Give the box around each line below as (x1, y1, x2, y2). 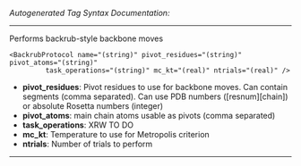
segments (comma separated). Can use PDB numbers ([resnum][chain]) (21, 91, 288, 102)
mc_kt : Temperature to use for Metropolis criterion (21, 129, 211, 139)
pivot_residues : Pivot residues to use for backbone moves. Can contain (21, 82, 288, 92)
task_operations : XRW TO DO (21, 120, 134, 130)
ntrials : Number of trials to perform (21, 138, 153, 149)
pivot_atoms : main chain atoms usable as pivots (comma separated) (21, 111, 276, 120)
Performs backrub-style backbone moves (9, 33, 164, 44)
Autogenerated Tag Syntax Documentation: (9, 8, 170, 18)
